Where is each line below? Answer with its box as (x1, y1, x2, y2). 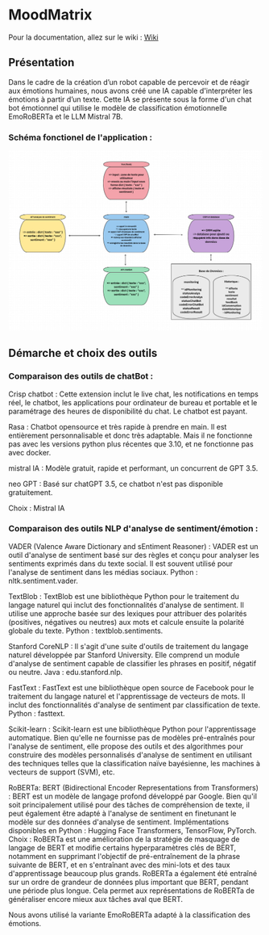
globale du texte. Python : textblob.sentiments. (8, 626, 163, 635)
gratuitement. (8, 487, 53, 497)
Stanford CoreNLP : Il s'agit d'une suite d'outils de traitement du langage (8, 641, 249, 651)
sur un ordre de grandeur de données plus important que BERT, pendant (8, 877, 249, 887)
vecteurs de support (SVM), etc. (8, 767, 115, 777)
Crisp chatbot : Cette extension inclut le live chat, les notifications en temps (8, 389, 259, 399)
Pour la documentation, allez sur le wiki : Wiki (8, 32, 159, 42)
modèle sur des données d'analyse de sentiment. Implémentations (8, 817, 230, 827)
